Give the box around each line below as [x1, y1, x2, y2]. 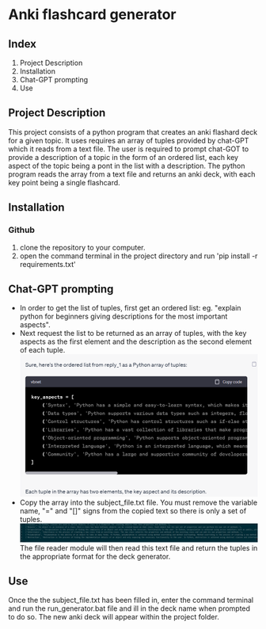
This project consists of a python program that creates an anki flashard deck [8, 127, 258, 136]
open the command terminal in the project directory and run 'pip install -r [19, 251, 258, 261]
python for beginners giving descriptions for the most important [19, 311, 228, 322]
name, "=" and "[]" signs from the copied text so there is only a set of [19, 505, 247, 516]
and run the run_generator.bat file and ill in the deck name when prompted [8, 604, 251, 613]
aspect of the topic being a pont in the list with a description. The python [8, 161, 245, 170]
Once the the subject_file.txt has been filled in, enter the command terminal [8, 596, 254, 605]
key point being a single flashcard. [8, 177, 120, 187]
